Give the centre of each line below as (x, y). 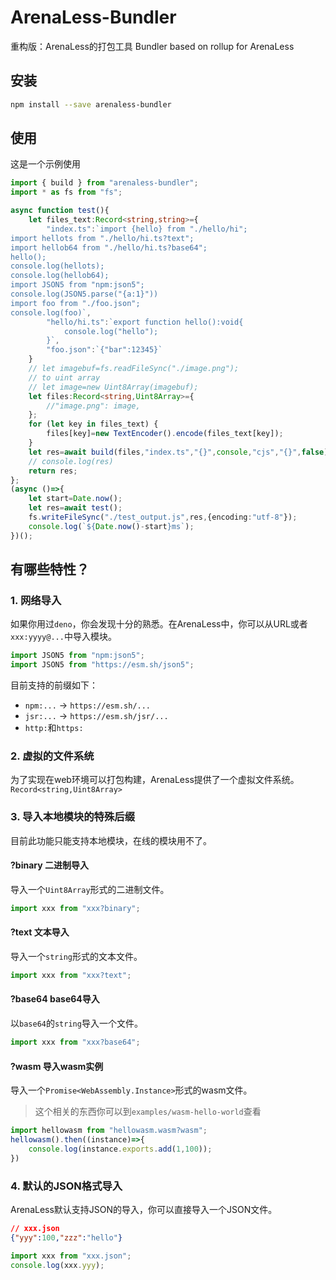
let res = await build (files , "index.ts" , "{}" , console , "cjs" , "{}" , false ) (178, 452)
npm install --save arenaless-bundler (91, 104)
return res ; (53, 471)
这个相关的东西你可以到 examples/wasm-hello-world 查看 (148, 1112)
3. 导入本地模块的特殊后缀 (73, 817)
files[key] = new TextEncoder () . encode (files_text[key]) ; (165, 434)
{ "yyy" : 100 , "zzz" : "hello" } (66, 1237)
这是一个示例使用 (45, 164)
